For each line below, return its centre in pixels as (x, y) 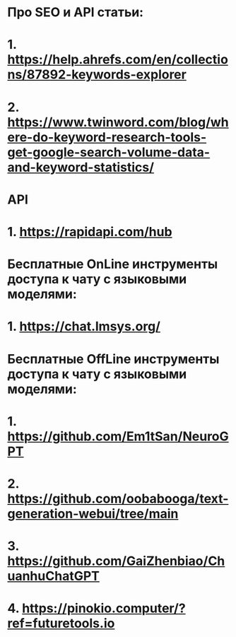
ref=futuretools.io (61, 624)
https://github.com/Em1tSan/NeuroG (118, 436)
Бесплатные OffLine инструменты (113, 359)
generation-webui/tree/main (93, 514)
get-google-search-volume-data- (109, 152)
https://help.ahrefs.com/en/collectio (118, 60)
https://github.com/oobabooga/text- (118, 498)
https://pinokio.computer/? (104, 608)
